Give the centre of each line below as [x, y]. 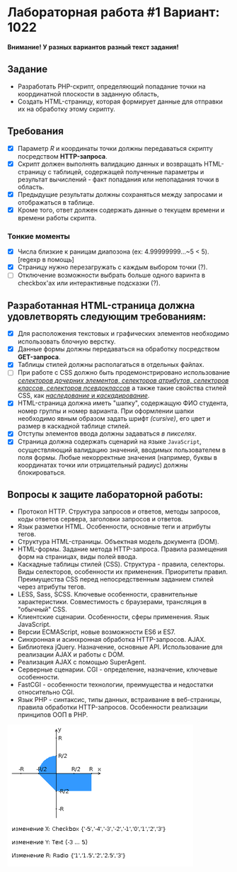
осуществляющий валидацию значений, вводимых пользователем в [122, 450]
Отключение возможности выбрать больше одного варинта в [111, 275]
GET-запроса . [39, 357]
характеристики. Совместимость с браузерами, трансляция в [112, 602]
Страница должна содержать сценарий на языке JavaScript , [109, 442]
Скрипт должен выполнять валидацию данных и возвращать [110, 164]
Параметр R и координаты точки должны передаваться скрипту [115, 148]
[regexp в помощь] [46, 260]
